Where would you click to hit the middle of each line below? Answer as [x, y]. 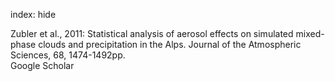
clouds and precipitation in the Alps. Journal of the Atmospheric [170, 44]
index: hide [33, 14]
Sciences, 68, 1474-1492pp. [68, 55]
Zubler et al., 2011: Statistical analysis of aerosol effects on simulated [152, 33]
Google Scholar [42, 65]
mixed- [310, 33]
